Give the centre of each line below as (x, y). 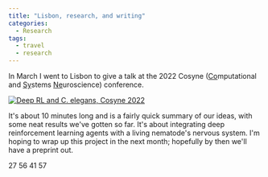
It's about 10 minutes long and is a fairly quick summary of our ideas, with (130, 116)
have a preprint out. (41, 150)
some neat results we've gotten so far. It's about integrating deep (117, 124)
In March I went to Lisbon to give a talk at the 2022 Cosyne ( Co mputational (133, 76)
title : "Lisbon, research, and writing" (77, 16)
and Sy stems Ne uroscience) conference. (76, 84)
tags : (17, 38)
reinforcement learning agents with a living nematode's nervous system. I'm (134, 133)
